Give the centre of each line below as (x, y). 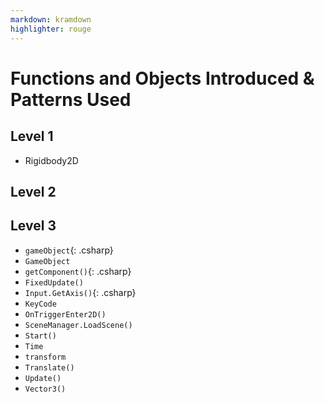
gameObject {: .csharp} (69, 250)
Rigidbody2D (51, 160)
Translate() (49, 367)
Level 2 (33, 191)
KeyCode (40, 304)
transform (45, 357)
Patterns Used (71, 99)
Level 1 (32, 136)
